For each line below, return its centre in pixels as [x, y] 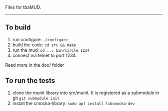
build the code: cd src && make [44, 45]
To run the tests [30, 81]
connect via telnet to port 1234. [44, 55]
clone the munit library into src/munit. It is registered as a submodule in [86, 93]
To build [18, 28]
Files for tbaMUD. [23, 7]
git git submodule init [36, 98]
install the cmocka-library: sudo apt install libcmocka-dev [73, 103]
